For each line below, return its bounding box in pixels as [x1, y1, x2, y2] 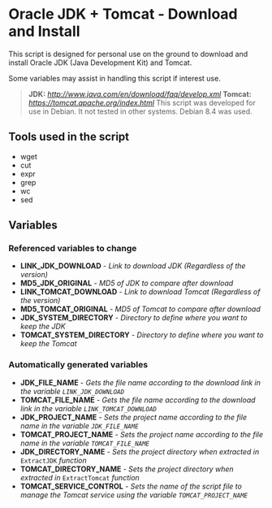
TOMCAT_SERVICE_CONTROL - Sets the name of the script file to [19, 481, 242, 491]
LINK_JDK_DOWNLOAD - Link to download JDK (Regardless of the [19, 261, 246, 271]
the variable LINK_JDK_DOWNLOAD [19, 386, 124, 396]
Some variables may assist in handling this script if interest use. [8, 73, 221, 83]
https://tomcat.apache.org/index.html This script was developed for [28, 98, 256, 107]
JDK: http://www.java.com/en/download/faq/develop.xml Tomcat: [28, 89, 252, 98]
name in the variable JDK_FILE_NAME [19, 420, 140, 431]
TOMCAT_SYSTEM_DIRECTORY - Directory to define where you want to [19, 330, 264, 340]
